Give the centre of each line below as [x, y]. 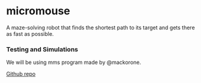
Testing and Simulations [42, 49]
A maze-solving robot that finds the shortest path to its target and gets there [100, 27]
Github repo [21, 74]
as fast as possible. [30, 33]
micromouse [38, 11]
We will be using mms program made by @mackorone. [74, 62]
